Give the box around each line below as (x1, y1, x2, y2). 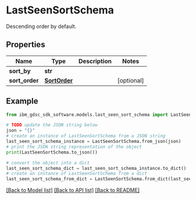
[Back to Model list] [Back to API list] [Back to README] (6, 187, 140, 194)
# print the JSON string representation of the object (6, 144, 142, 149)
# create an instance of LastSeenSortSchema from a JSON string (6, 133, 166, 139)
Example (6, 96, 38, 106)
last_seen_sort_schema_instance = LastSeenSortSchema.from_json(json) (6, 138, 181, 145)
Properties (6, 40, 45, 50)
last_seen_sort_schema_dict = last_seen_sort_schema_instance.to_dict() (6, 165, 187, 171)
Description (78, 57, 112, 65)
